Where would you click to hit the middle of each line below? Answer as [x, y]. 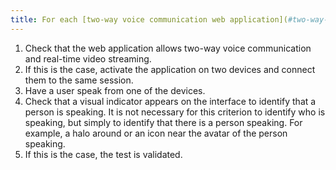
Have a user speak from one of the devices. [115, 90]
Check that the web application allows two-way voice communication [168, 48]
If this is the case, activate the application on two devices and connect [170, 69]
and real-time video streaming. [88, 58]
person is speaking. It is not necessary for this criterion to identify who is [175, 112]
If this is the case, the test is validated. [103, 154]
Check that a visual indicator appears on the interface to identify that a [170, 101]
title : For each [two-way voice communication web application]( [149, 19]
